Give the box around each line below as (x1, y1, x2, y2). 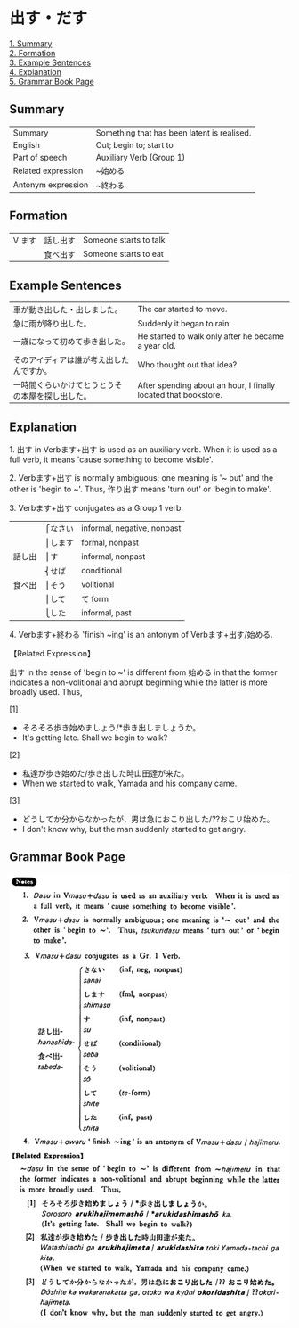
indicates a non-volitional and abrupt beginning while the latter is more (9, 677, 269, 688)
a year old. (137, 341, 176, 351)
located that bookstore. (137, 389, 222, 400)
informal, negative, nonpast (81, 523, 182, 533)
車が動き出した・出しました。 (12, 304, 123, 315)
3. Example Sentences (9, 57, 92, 68)
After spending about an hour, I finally (137, 380, 276, 391)
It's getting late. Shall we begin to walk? (21, 732, 168, 743)
